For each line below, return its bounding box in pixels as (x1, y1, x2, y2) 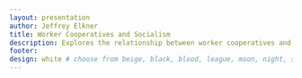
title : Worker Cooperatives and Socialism (9, 30, 171, 39)
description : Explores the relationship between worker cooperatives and (9, 38, 292, 48)
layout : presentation (9, 13, 91, 22)
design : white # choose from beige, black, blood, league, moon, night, (9, 55, 288, 64)
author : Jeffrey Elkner (9, 22, 99, 30)
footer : (9, 47, 39, 56)
